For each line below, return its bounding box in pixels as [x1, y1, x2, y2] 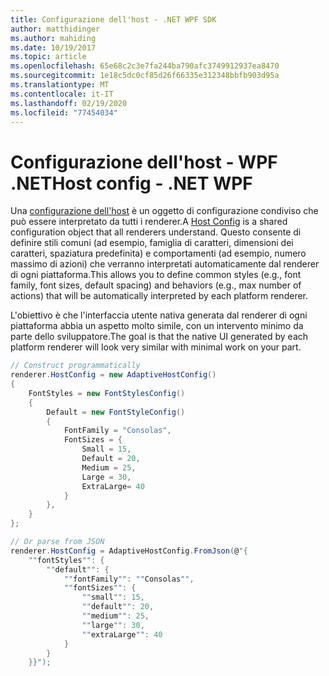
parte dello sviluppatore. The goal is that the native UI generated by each [10, 331, 309, 343]
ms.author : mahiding [10, 33, 97, 43]
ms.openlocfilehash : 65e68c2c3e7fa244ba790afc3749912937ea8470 [10, 61, 280, 71]
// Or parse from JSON [10, 537, 105, 547]
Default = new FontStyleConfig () [46, 407, 186, 417]
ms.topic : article [10, 52, 87, 62]
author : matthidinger [10, 24, 101, 34]
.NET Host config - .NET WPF [10, 172, 253, 195]
